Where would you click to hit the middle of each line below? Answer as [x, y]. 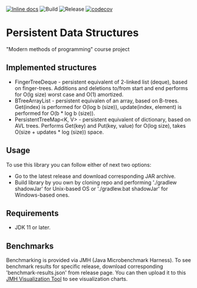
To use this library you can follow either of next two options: [79, 164]
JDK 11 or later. [33, 227]
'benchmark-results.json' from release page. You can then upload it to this [96, 273]
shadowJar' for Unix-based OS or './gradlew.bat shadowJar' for [91, 188]
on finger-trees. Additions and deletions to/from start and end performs [101, 88]
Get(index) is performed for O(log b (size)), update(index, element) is [98, 107]
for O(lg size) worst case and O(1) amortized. [69, 94]
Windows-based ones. [42, 195]
